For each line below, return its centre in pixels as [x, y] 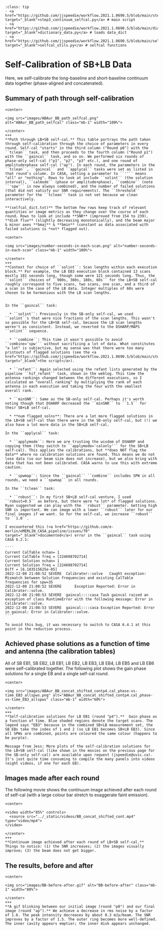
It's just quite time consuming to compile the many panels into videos [80, 759]
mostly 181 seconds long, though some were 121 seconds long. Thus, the [80, 276]
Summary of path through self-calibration [70, 98]
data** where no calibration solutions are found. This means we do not [80, 454]
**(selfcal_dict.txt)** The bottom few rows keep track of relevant [76, 207]
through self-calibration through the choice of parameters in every [77, 143]
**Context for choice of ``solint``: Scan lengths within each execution [81, 267]
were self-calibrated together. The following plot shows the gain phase [76, 668]
